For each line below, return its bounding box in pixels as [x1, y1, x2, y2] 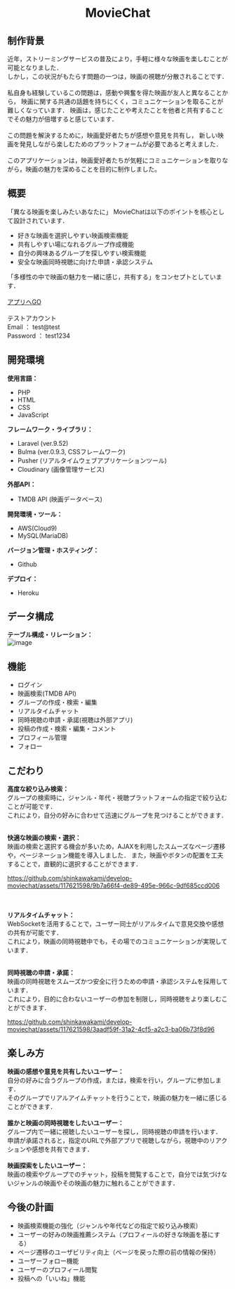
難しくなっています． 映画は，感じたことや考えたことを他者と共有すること [7, 106, 224, 114]
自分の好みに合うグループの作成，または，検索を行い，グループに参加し [7, 1076, 216, 1084]
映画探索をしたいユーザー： [7, 1161, 88, 1169]
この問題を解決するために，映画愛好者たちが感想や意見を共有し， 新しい [7, 132, 218, 139]
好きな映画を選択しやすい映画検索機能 [17, 231, 128, 240]
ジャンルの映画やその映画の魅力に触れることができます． [13, 1179, 179, 1187]
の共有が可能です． [7, 928, 63, 937]
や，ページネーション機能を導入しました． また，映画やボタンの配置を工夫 [7, 851, 224, 859]
